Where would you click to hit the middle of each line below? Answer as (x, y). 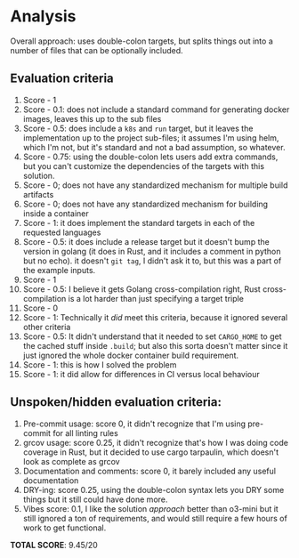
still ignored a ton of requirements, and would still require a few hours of (155, 518)
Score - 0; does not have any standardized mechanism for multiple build (155, 185)
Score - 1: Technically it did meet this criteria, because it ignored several (155, 317)
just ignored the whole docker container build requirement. (131, 355)
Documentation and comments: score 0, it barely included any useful (149, 471)
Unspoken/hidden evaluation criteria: (116, 402)
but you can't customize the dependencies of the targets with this (144, 166)
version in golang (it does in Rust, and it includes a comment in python (152, 251)
